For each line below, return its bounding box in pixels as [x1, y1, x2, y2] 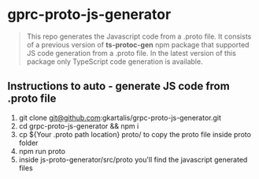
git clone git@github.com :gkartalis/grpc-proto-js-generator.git [18, 113, 222, 122]
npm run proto [18, 146, 66, 155]
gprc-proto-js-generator [7, 6, 172, 24]
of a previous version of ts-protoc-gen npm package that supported [26, 39, 250, 49]
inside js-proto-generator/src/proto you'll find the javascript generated [18, 155, 248, 164]
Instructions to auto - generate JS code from [7, 80, 230, 93]
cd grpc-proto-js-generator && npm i [18, 121, 139, 131]
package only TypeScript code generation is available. [26, 57, 203, 66]
